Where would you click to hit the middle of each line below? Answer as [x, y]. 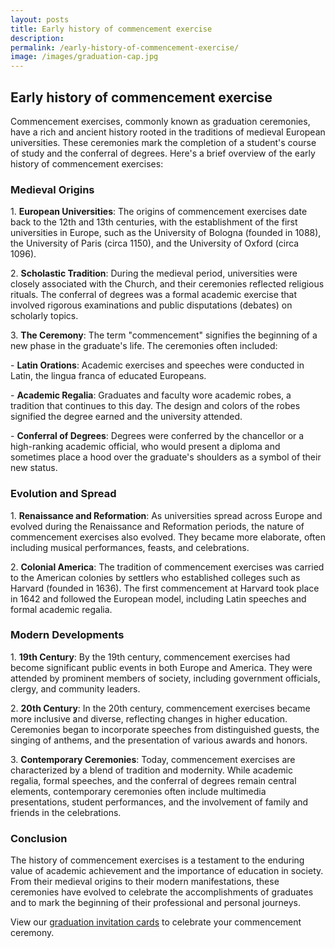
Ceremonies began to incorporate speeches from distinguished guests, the [165, 729]
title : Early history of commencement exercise [111, 29]
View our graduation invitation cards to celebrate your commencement [156, 922]
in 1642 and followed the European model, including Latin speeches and [158, 598]
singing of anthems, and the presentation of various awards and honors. [159, 740]
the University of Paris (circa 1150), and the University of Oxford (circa [155, 243]
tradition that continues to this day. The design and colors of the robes [155, 406]
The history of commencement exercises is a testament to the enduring [157, 860]
